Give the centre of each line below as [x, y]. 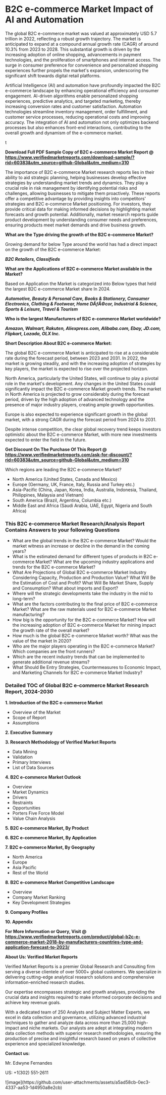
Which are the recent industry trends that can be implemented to [78, 657]
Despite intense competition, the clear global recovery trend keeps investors [83, 429]
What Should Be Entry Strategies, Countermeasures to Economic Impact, [87, 667]
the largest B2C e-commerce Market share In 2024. [58, 289]
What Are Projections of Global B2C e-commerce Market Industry [79, 573]
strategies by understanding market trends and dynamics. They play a [77, 183]
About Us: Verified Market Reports [41, 956]
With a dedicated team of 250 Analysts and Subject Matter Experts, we [78, 1012]
